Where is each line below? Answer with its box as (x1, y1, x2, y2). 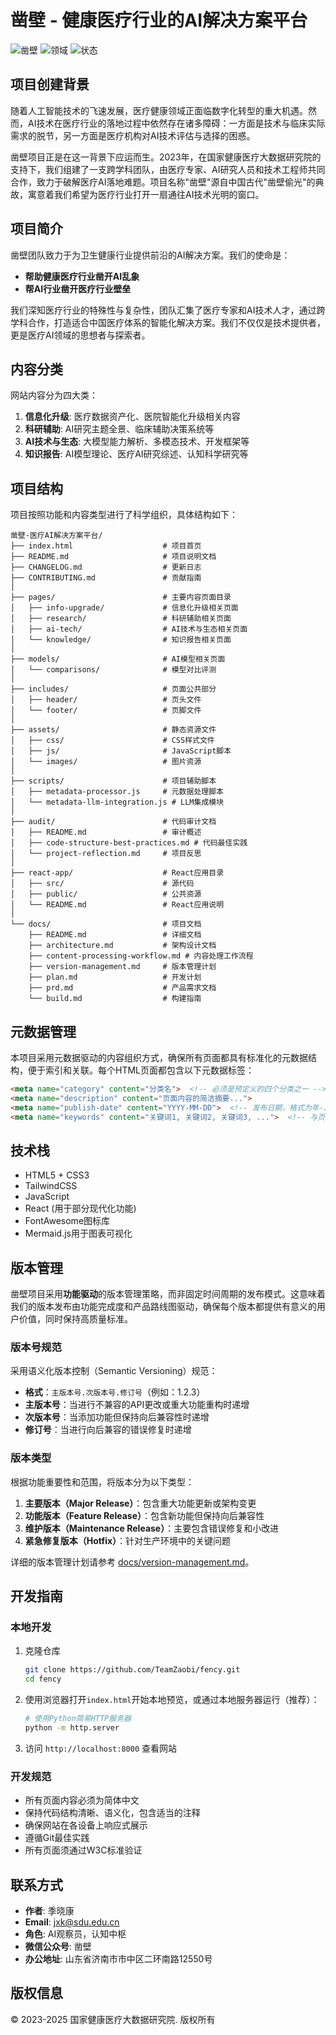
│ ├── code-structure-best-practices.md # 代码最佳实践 (10, 838, 248, 848)
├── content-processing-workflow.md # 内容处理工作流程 (28, 951, 254, 961)
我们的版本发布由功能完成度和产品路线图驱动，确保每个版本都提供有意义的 (10, 1301, 317, 1313)
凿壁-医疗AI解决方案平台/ (10, 531, 103, 541)
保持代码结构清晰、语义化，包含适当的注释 (24, 1807, 201, 1819)
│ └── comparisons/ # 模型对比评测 (10, 665, 217, 675)
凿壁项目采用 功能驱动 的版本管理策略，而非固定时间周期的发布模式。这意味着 (10, 1288, 326, 1300)
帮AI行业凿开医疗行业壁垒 (24, 282, 132, 295)
